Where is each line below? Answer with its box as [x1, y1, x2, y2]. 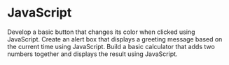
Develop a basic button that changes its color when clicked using [7, 28, 195, 36]
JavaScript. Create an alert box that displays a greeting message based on [7, 35, 223, 43]
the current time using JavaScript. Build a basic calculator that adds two [7, 42, 215, 50]
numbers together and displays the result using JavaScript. [7, 50, 178, 58]
